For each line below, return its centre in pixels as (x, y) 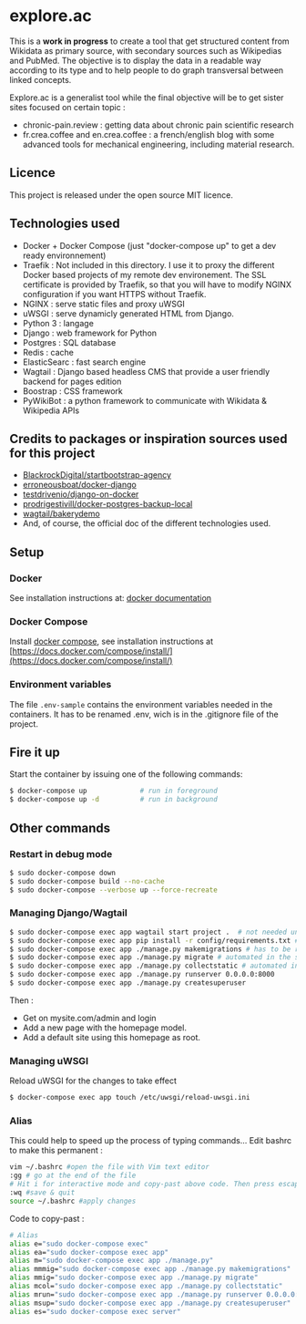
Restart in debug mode (61, 853)
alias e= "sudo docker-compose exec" (79, 1244)
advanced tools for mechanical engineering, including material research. (158, 144)
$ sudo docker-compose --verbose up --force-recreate (114, 890)
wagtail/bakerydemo (61, 514)
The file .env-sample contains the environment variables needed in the (141, 704)
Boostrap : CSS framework (72, 391)
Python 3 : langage (58, 323)
